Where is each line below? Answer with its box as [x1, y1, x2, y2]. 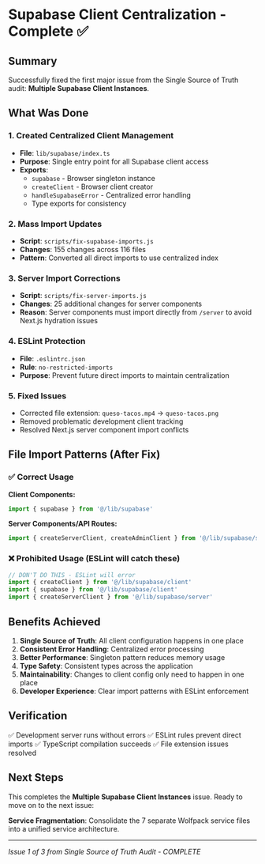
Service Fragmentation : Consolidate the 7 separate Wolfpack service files [8, 816, 251, 825]
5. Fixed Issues [8, 390, 67, 401]
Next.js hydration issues [19, 316, 99, 326]
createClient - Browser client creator [31, 182, 154, 191]
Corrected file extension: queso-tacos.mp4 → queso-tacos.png [19, 408, 219, 417]
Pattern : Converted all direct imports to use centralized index [19, 253, 219, 262]
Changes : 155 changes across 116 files [19, 244, 146, 254]
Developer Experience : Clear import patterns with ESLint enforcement [19, 686, 249, 696]
